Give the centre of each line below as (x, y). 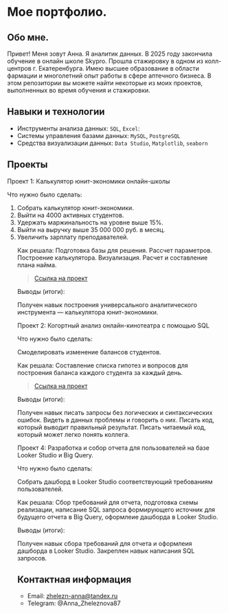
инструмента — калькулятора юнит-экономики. (88, 312)
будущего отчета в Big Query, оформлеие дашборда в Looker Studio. (117, 516)
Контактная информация (74, 580)
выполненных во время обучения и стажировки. (79, 90)
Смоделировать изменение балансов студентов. (89, 352)
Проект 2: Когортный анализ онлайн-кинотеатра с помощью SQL (113, 325)
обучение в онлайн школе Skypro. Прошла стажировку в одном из (105, 61)
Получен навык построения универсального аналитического (107, 305)
